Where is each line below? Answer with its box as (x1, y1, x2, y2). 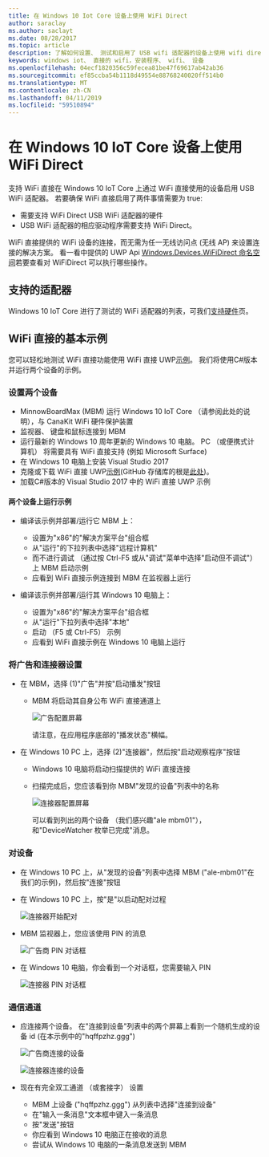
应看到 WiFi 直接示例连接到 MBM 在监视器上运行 (31, 573, 191, 583)
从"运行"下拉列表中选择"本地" (31, 617, 130, 627)
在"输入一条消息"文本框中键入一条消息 (31, 1110, 159, 1119)
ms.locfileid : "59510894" (8, 101, 94, 109)
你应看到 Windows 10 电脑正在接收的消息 (31, 1130, 167, 1139)
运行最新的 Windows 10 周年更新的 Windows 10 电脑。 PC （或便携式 (19, 436, 248, 446)
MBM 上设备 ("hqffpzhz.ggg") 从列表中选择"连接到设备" (31, 1100, 216, 1110)
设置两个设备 (8, 387, 58, 398)
